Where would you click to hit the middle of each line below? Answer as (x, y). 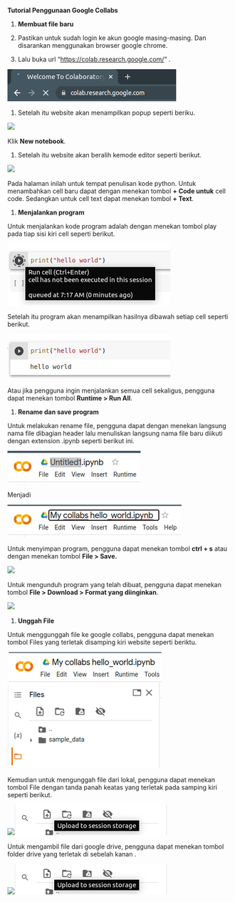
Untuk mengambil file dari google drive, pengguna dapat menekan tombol (116, 846)
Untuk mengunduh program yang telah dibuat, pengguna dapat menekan (115, 585)
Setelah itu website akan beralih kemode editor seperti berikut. (109, 155)
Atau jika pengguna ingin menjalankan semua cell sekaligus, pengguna (111, 390)
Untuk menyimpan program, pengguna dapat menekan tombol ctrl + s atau (117, 549)
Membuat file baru (46, 24)
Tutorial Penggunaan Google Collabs (63, 10)
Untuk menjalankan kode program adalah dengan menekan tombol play (112, 226)
